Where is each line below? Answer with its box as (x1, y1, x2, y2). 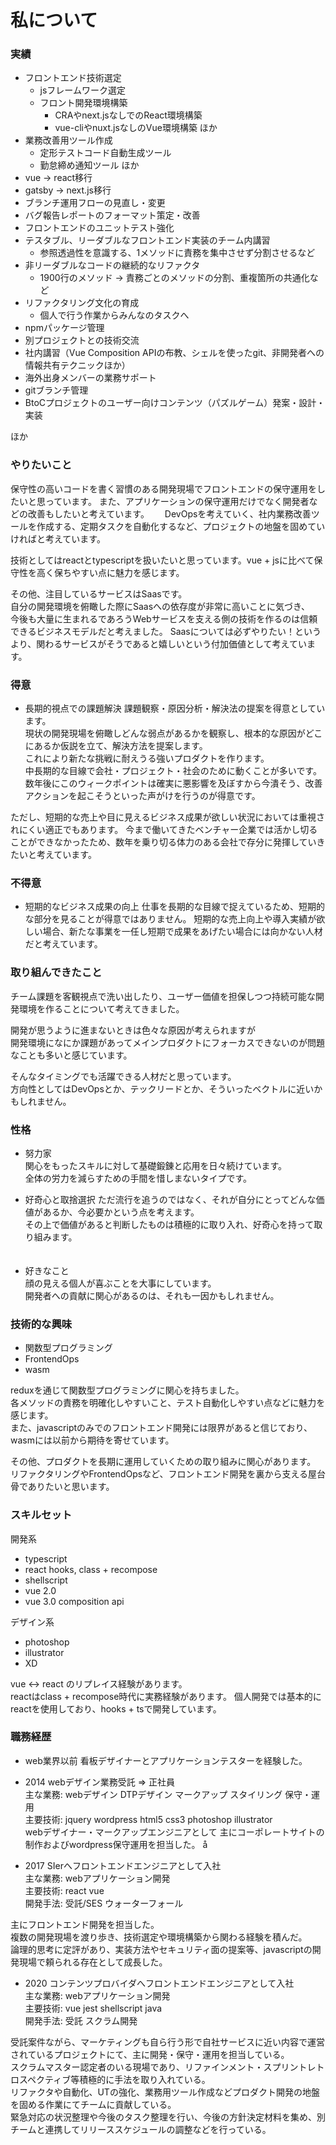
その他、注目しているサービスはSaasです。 (10, 587, 188, 600)
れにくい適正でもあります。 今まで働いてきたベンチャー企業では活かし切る (10, 824, 318, 836)
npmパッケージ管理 (24, 322, 105, 334)
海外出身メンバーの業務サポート (24, 372, 157, 384)
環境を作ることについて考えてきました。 (18, 1002, 185, 1015)
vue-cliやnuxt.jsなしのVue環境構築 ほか (54, 122, 218, 134)
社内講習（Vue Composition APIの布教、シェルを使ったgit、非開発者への (24, 347, 325, 359)
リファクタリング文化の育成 (24, 297, 140, 309)
